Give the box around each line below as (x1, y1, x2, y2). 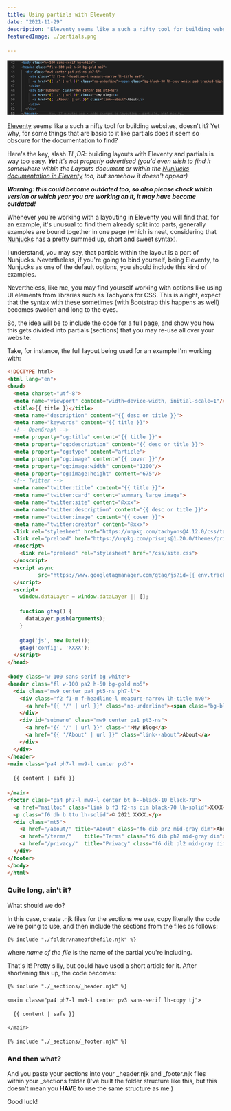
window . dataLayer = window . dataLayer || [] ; (19, 593, 149, 600)
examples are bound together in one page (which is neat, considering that (7, 228, 217, 236)
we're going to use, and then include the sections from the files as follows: (7, 922, 218, 930)
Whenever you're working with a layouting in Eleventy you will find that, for (7, 213, 219, 222)
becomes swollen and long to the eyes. (7, 306, 118, 314)
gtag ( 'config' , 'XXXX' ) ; (19, 644, 91, 651)
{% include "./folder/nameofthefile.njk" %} (7, 936, 137, 943)
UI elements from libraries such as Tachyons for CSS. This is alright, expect (7, 291, 221, 299)
